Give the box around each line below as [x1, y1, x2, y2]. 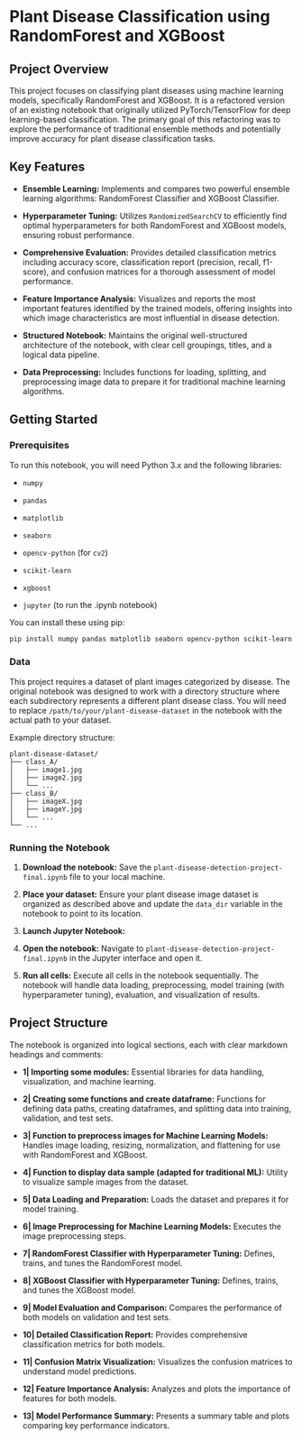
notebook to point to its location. [22, 908, 143, 918]
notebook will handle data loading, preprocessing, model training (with [22, 979, 285, 990]
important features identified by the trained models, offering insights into [22, 302, 293, 313]
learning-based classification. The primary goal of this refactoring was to [9, 115, 281, 125]
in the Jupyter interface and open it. [69, 952, 203, 963]
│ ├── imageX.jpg [9, 797, 83, 806]
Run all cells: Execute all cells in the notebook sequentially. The [22, 970, 259, 981]
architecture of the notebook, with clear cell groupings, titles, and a [22, 339, 272, 350]
